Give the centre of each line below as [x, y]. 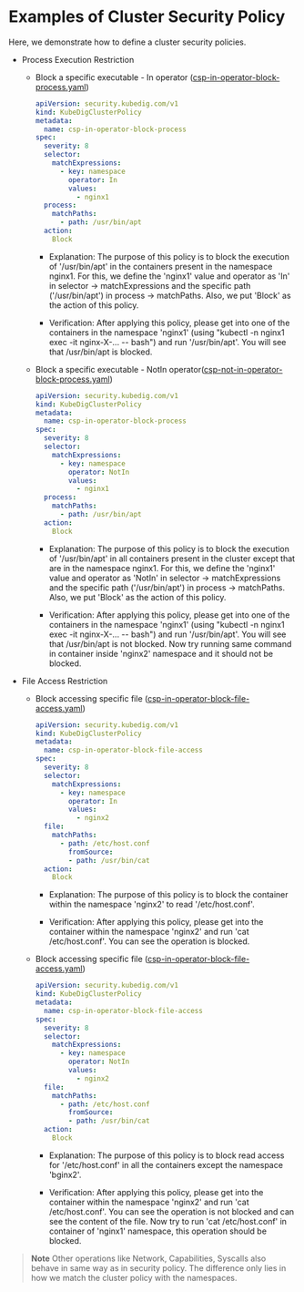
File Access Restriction [65, 681]
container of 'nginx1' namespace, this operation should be [158, 1231]
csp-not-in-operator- [243, 369]
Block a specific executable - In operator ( [114, 77]
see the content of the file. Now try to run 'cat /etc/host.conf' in [168, 1221]
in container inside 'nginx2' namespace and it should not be [161, 653]
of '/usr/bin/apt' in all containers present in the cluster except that [172, 559]
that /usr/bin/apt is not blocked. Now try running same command [170, 643]
